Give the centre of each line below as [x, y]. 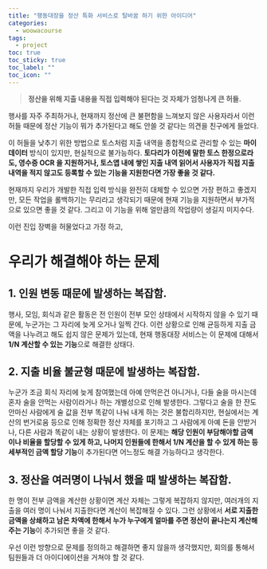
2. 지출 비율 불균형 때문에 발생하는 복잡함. [104, 372]
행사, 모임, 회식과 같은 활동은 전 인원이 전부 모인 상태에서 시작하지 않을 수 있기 [129, 314]
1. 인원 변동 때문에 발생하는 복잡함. [88, 293]
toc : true [25, 53]
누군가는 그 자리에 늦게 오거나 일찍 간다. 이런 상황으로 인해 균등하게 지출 [137, 324]
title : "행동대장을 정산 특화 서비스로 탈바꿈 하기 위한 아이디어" [102, 16]
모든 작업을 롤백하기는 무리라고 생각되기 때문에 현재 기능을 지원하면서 [126, 200]
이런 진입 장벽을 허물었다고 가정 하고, [66, 226]
